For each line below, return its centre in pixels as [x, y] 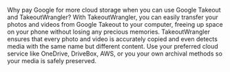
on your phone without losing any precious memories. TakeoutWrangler [108, 32]
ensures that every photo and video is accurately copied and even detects [113, 39]
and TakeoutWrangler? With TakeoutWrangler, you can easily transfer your [113, 17]
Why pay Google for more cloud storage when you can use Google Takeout [114, 10]
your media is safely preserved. [52, 61]
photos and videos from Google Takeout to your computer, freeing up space [115, 24]
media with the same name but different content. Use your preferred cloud [113, 46]
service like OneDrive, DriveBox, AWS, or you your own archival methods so [115, 53]
